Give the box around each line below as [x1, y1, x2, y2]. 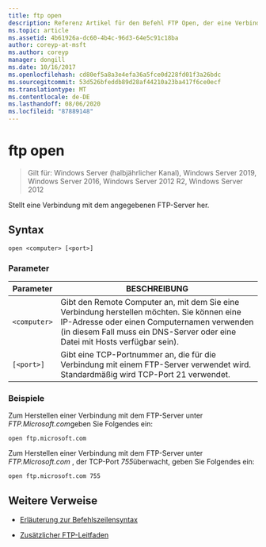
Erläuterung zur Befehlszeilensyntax [19, 515, 139, 525]
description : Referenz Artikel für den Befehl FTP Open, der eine [8, 19, 232, 27]
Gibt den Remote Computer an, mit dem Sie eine [60, 297, 240, 308]
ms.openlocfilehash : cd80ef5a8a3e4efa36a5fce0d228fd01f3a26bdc [8, 71, 222, 79]
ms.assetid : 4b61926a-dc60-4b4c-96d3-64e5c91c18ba [8, 33, 179, 42]
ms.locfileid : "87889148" [8, 108, 93, 116]
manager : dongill [8, 56, 66, 64]
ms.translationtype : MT [8, 85, 87, 94]
